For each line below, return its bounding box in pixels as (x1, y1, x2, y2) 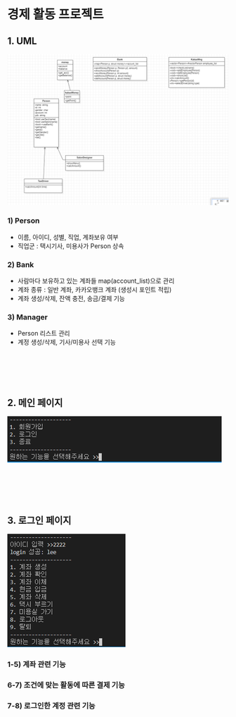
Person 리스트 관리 (17, 329, 70, 338)
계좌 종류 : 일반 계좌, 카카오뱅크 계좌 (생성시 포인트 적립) (17, 286, 172, 294)
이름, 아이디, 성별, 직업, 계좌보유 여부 (17, 233, 119, 241)
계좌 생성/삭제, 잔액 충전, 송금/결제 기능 (17, 294, 125, 303)
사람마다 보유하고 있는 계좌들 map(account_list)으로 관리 (17, 276, 175, 286)
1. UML (7, 35, 37, 47)
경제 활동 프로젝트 (7, 6, 104, 23)
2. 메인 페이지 (7, 396, 63, 409)
